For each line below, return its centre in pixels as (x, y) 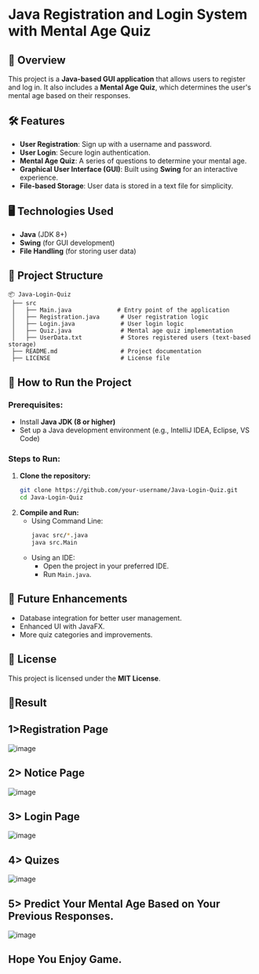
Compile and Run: (49, 513)
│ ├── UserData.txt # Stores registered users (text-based (131, 338)
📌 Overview (37, 60)
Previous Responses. (61, 916)
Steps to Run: (34, 459)
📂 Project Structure (56, 276)
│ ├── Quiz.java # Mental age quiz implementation (122, 331)
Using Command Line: (67, 521)
